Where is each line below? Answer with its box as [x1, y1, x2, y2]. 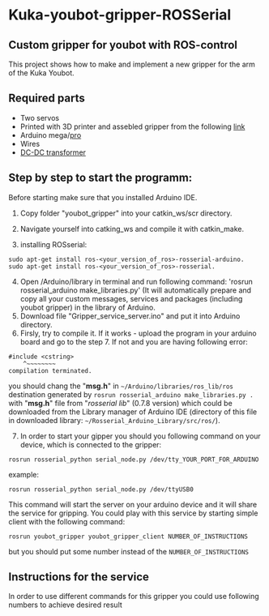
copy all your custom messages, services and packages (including [19, 293, 243, 303]
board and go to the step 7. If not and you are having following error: [19, 336, 249, 346]
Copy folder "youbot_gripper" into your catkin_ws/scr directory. [19, 208, 233, 218]
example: [8, 469, 39, 479]
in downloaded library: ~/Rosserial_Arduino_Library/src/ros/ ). [8, 415, 220, 425]
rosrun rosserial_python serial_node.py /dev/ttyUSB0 [8, 485, 194, 494]
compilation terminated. [8, 366, 92, 374]
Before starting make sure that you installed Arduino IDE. [8, 192, 198, 202]
